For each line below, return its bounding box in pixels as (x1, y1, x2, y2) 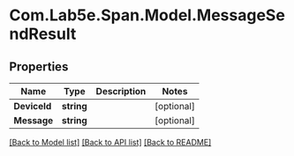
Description (95, 85, 147, 97)
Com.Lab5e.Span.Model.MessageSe (9, 5, 285, 26)
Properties (9, 59, 69, 74)
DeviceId (13, 100, 52, 112)
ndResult (9, 24, 77, 44)
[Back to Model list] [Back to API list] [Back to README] (9, 137, 212, 147)
